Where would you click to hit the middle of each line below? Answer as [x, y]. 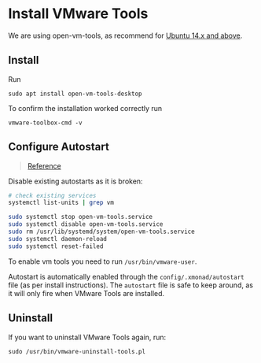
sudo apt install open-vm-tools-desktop [75, 94]
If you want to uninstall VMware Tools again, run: [87, 337]
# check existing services [52, 195]
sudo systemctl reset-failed [56, 246]
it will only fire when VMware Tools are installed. [86, 293]
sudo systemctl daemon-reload [58, 239]
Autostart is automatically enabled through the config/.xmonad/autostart [127, 276]
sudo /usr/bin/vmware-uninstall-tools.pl [77, 351]
